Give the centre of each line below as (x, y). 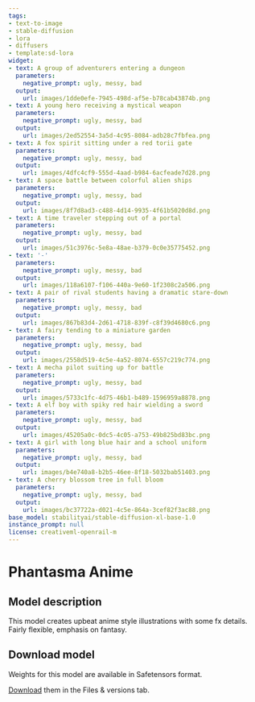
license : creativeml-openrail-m (62, 532)
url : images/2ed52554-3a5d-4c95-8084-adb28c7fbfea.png (117, 135)
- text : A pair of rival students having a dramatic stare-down (118, 293)
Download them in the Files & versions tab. (79, 690)
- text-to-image (35, 23)
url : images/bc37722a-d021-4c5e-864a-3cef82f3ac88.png (117, 510)
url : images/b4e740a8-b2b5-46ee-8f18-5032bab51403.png (117, 473)
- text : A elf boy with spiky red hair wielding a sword (106, 405)
